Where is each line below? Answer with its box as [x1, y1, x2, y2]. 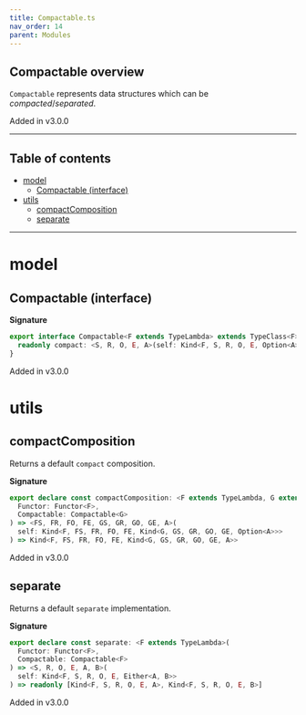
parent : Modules [9, 30, 71, 39]
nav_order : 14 [9, 22, 64, 31]
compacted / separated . [9, 98, 97, 109]
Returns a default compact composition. [9, 458, 156, 469]
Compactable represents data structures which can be [9, 88, 209, 99]
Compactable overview [9, 64, 145, 79]
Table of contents [9, 150, 111, 166]
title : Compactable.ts [9, 13, 96, 23]
